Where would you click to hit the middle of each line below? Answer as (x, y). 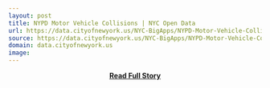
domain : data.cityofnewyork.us (61, 46)
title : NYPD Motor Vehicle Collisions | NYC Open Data (102, 23)
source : (21, 38)
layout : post (30, 16)
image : (19, 53)
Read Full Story (135, 76)
